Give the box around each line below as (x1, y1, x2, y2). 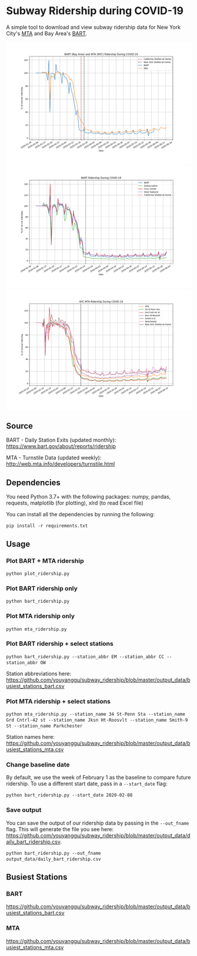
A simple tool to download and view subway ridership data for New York (6, 24, 181, 31)
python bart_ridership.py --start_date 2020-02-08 (6, 792, 133, 798)
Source (6, 421, 34, 431)
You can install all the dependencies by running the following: (6, 511, 155, 518)
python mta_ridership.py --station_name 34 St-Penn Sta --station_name (6, 711, 185, 718)
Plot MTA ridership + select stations (6, 697, 111, 705)
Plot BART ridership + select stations (6, 640, 113, 648)
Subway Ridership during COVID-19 (6, 4, 184, 18)
